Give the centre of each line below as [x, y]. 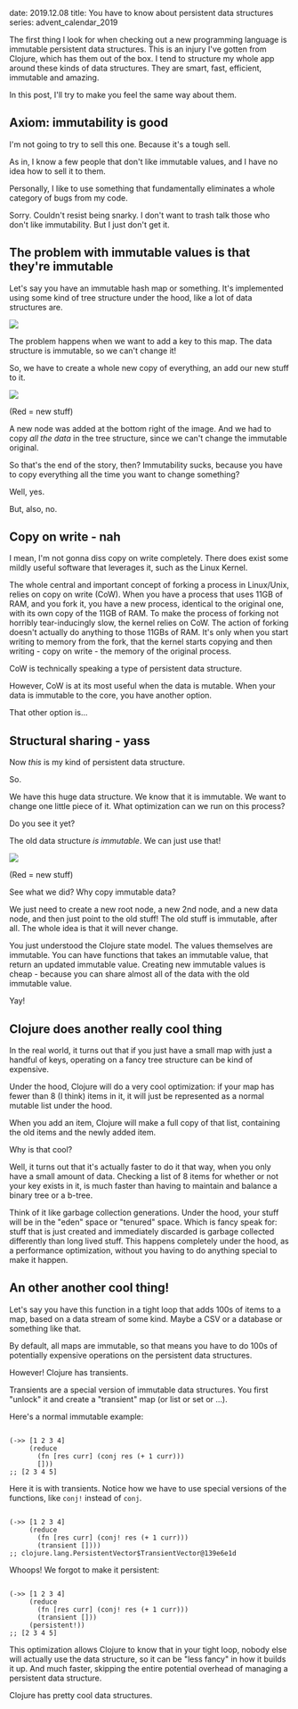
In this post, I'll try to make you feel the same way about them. [123, 95]
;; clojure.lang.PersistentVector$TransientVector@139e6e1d [123, 1553]
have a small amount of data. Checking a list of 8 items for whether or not [144, 1176]
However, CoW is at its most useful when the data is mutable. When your [142, 686]
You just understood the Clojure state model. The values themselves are [141, 945]
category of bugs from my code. [68, 198]
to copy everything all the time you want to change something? [125, 474]
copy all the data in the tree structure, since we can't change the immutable [148, 438]
